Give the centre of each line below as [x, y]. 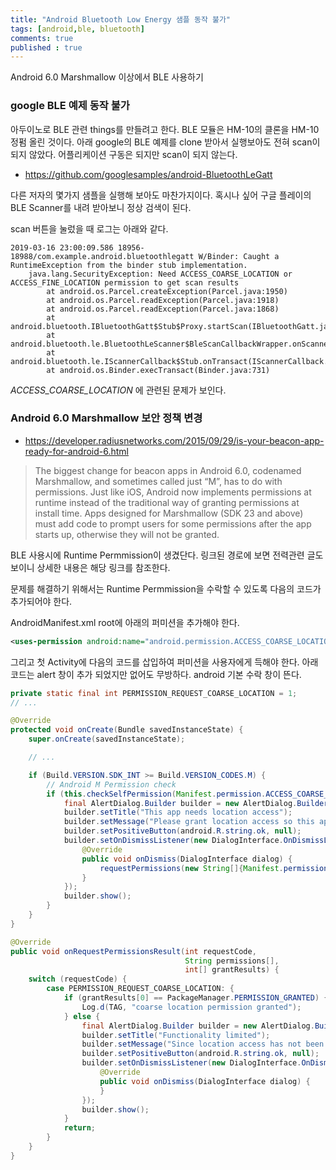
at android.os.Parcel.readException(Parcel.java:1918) [163, 300]
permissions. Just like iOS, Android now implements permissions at [173, 492]
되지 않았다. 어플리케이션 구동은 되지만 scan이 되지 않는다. [124, 154]
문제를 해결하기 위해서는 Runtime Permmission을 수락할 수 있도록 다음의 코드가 [166, 588]
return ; [80, 1128]
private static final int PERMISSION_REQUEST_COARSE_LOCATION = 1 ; [154, 693]
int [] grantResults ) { [232, 970]
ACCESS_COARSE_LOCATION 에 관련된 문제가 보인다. [118, 390]
